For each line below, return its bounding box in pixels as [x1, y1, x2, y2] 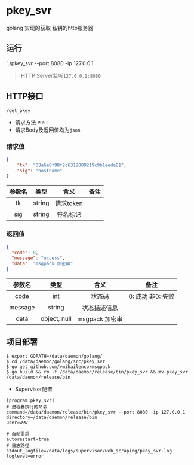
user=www [6, 420, 28, 426]
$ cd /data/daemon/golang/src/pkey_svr [6, 358, 106, 364]
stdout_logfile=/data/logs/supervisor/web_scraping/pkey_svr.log [6, 448, 172, 454]
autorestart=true [6, 436, 50, 442]
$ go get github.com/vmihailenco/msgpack [6, 363, 111, 370]
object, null [41, 315, 72, 323]
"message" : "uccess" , [11, 255, 66, 261]
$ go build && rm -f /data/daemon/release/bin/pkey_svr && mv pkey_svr [6, 369, 188, 375]
